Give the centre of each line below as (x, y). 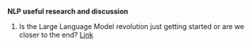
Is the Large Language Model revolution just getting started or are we (132, 26)
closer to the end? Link (56, 35)
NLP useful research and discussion (68, 11)
